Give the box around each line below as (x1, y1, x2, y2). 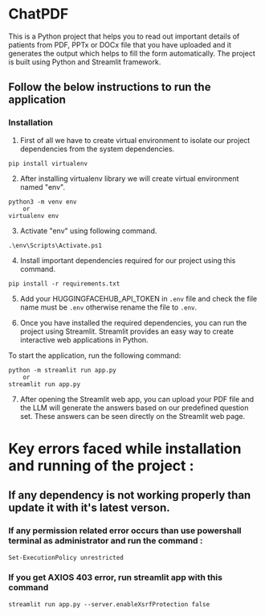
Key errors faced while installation (8, 439, 242, 458)
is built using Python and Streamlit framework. (8, 57, 161, 67)
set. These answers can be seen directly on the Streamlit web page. (19, 411, 246, 421)
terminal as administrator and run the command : (8, 536, 203, 547)
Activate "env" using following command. (19, 226, 157, 236)
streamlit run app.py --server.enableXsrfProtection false (8, 600, 210, 608)
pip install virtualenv (8, 159, 88, 167)
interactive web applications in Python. (19, 335, 149, 344)
